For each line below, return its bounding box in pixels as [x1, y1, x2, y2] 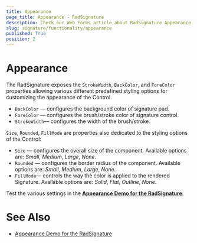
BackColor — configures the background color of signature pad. [14, 105, 170, 112]
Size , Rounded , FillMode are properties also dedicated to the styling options [6, 129, 188, 136]
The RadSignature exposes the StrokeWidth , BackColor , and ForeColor [6, 81, 176, 88]
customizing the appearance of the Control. [6, 93, 112, 101]
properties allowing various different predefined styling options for [6, 87, 168, 95]
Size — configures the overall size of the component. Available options [14, 147, 187, 154]
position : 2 [6, 36, 35, 42]
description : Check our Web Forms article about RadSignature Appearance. [6, 20, 194, 25]
